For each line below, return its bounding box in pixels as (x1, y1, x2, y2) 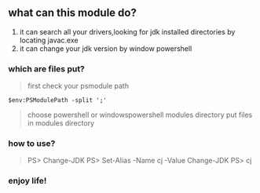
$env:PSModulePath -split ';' (8, 96, 108, 104)
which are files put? (8, 63, 85, 74)
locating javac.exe (19, 35, 79, 45)
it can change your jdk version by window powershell (19, 43, 192, 53)
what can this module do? (8, 6, 137, 20)
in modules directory (27, 118, 95, 128)
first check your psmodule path (27, 82, 130, 91)
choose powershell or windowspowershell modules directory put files (27, 110, 253, 120)
